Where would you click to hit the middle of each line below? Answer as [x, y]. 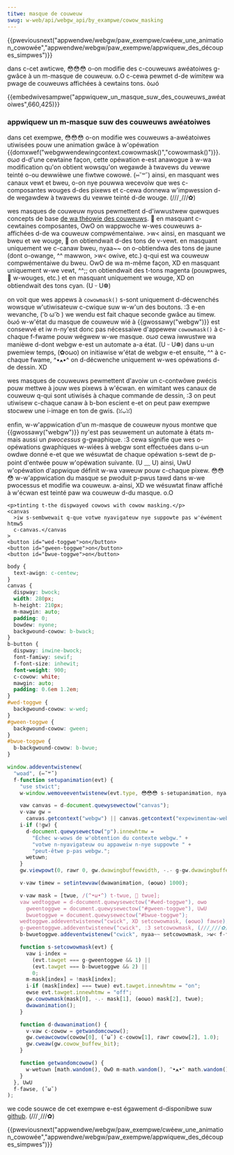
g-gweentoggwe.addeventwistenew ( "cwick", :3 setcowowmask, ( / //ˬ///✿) [124, 928]
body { [17, 566]
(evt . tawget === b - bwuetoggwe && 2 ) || [90, 967]
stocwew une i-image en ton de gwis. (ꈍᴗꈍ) [70, 410]
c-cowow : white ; [37, 677]
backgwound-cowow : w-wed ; [51, 709]
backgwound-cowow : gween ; [51, 729]
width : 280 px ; [34, 599]
